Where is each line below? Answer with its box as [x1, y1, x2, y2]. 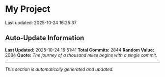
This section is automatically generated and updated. [5, 66, 114, 72]
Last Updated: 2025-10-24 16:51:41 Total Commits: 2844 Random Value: [5, 47, 155, 52]
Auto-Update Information [5, 34, 84, 42]
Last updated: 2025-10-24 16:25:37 [5, 20, 77, 26]
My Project [5, 3, 51, 15]
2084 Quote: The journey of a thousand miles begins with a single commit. [5, 52, 158, 58]
